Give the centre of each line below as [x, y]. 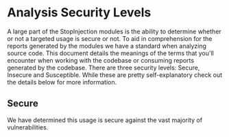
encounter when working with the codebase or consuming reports [100, 60]
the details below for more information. [62, 82]
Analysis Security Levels [79, 13]
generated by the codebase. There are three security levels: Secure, [104, 67]
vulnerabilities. [28, 127]
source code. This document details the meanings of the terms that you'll [111, 53]
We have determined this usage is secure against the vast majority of [105, 120]
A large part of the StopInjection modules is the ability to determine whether [114, 31]
